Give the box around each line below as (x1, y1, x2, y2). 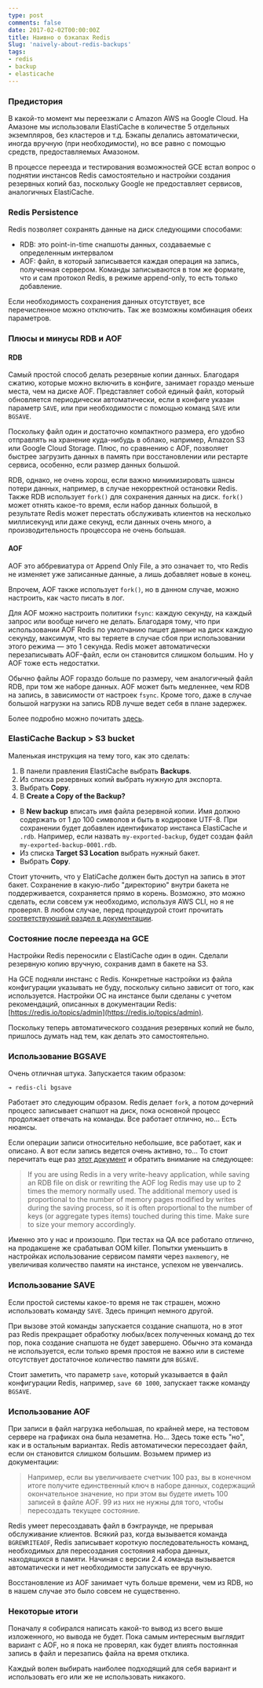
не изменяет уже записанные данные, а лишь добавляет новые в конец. (8, 569, 252, 579)
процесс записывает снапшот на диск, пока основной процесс (8, 1106, 221, 1116)
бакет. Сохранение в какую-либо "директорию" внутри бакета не (8, 880, 229, 890)
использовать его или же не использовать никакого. (8, 1672, 186, 1682)
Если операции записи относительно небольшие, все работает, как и (8, 1138, 242, 1147)
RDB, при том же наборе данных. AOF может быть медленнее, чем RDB (8, 681, 250, 691)
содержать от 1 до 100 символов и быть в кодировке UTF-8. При (19, 814, 238, 824)
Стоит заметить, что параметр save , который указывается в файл (8, 1369, 228, 1379)
